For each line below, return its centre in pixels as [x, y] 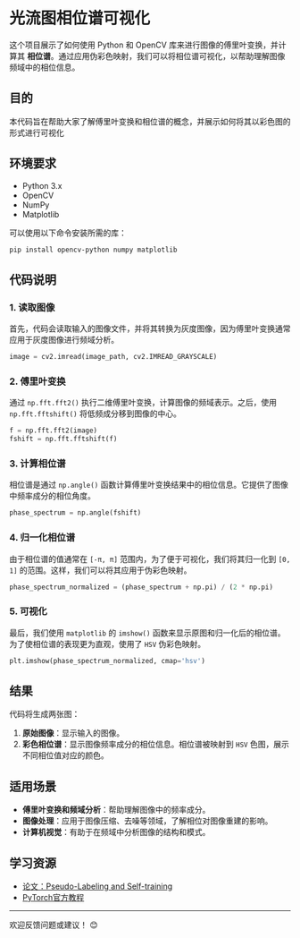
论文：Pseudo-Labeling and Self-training [97, 886]
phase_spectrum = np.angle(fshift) [75, 513]
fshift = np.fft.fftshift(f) [63, 439]
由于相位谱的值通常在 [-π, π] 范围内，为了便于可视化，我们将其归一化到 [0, [150, 559]
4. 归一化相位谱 [42, 538]
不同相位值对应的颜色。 [65, 755]
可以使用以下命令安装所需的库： [68, 233]
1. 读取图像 [32, 307]
